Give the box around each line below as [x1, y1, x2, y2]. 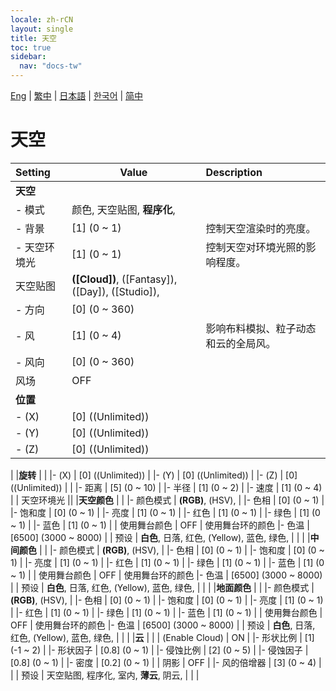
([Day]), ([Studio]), [71, 284, 160, 298]
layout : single [10, 24, 74, 34]
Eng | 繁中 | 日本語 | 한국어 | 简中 [10, 90, 144, 101]
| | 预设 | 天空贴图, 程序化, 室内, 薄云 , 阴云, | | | [10, 669, 200, 681]
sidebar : [10, 52, 47, 62]
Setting [15, 165, 51, 179]
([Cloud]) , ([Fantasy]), [71, 272, 178, 286]
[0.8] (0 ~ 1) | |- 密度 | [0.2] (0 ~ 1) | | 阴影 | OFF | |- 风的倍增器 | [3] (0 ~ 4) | [10, 656, 322, 668]
